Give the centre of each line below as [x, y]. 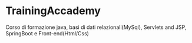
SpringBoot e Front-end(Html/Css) [47, 33]
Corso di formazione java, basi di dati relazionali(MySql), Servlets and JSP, [96, 27]
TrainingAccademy [53, 11]
